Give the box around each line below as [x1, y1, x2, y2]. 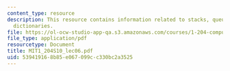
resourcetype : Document [7, 41, 75, 48]
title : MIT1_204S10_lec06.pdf [7, 48, 94, 55]
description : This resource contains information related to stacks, [7, 16, 210, 23]
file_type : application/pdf [7, 35, 88, 42]
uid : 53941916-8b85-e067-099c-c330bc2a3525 [7, 54, 133, 61]
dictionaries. [13, 22, 53, 29]
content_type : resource [7, 9, 75, 17]
